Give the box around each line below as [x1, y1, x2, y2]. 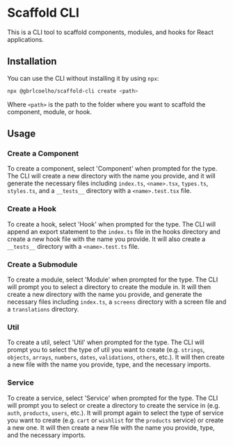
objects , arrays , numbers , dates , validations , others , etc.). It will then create [7, 353, 225, 362]
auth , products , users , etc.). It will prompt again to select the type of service [7, 408, 224, 417]
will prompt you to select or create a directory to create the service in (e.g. [7, 401, 220, 409]
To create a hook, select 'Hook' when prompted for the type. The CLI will [7, 220, 216, 228]
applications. [7, 35, 44, 43]
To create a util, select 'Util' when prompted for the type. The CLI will [7, 338, 204, 346]
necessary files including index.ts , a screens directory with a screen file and [7, 298, 227, 306]
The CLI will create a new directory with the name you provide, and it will [7, 172, 216, 180]
